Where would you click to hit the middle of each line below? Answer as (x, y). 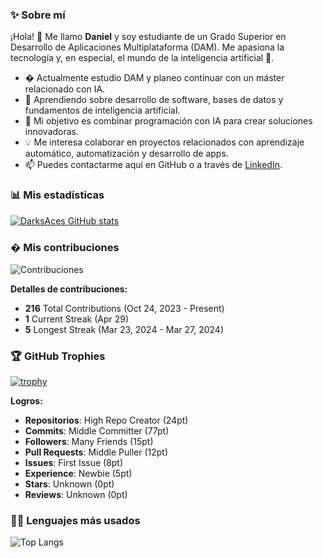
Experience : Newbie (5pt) (78, 474)
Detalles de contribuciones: (69, 289)
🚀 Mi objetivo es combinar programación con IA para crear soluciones (168, 121)
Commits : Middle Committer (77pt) (97, 431)
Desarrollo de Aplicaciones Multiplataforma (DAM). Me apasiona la (147, 47)
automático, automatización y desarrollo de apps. (126, 154)
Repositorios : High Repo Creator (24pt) (106, 420)
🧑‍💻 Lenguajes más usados (75, 521)
